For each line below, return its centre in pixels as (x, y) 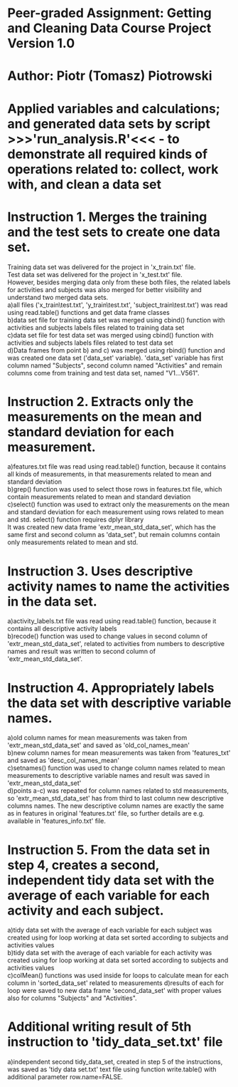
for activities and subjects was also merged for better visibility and (105, 289)
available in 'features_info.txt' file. (57, 821)
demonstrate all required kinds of (108, 154)
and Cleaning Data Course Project (109, 28)
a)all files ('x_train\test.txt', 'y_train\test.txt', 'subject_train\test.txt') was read (118, 305)
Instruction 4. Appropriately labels (111, 688)
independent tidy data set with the (111, 880)
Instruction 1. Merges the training (107, 217)
